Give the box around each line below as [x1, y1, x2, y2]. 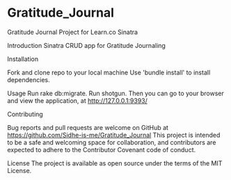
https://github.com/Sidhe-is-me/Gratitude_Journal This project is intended [7, 131, 221, 139]
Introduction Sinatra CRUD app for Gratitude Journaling [7, 41, 166, 49]
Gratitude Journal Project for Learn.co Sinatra [7, 28, 138, 36]
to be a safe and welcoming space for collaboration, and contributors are [7, 138, 216, 147]
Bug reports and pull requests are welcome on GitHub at [7, 123, 169, 131]
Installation [7, 54, 39, 63]
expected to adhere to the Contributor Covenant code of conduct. [7, 145, 196, 154]
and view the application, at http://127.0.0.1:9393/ [7, 96, 148, 105]
